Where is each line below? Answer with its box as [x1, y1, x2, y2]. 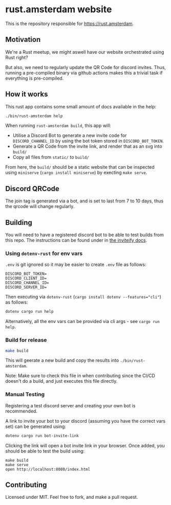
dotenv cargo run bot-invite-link [5, 433, 79, 438]
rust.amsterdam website [5, 4, 112, 15]
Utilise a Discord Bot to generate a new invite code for [12, 132, 127, 139]
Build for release [5, 336, 47, 343]
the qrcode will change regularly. [5, 203, 75, 210]
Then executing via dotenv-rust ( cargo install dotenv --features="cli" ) [5, 294, 161, 300]
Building [5, 218, 32, 227]
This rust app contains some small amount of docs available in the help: [5, 103, 157, 109]
